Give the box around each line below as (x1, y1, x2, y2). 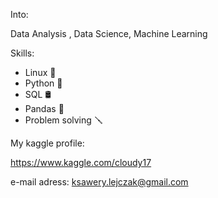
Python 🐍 (24, 77, 63, 89)
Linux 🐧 (24, 67, 57, 78)
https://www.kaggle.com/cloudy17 (10, 157, 152, 168)
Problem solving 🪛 (24, 114, 103, 126)
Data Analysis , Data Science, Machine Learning (10, 28, 208, 39)
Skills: (10, 47, 35, 59)
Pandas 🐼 (24, 103, 65, 114)
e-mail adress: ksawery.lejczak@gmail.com (10, 176, 189, 188)
